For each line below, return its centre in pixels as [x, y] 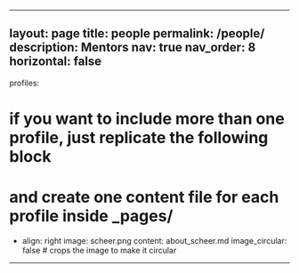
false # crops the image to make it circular [99, 250]
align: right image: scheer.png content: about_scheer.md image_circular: [154, 240]
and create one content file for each [144, 197]
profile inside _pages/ [91, 217]
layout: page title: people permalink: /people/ [137, 33]
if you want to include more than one [147, 119]
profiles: [24, 83]
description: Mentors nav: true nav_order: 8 [133, 48]
